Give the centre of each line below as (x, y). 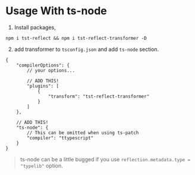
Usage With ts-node (56, 11)
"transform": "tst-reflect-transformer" (99, 96)
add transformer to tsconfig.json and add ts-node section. (87, 49)
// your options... (51, 70)
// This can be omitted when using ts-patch (83, 133)
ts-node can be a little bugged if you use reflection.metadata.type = (105, 159)
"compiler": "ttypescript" (60, 138)
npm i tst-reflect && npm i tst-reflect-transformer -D (76, 38)
